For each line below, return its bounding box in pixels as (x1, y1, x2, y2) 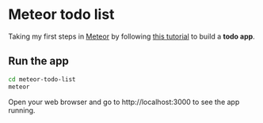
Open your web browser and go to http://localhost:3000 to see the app (8, 97, 240, 106)
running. (8, 105, 36, 115)
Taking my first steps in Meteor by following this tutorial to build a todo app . (8, 32, 255, 41)
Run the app (8, 54, 69, 68)
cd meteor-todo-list (8, 75, 77, 84)
